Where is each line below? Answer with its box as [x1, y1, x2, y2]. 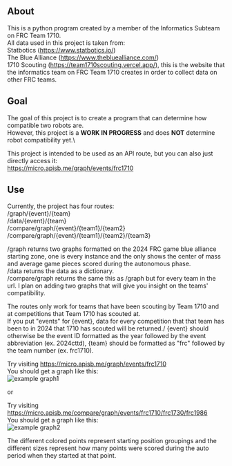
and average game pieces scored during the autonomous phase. [7, 259, 191, 268]
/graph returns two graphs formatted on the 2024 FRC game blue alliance [7, 245, 217, 253]
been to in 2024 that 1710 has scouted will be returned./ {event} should [7, 324, 209, 333]
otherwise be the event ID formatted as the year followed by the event [7, 332, 206, 340]
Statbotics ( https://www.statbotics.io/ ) [7, 46, 116, 54]
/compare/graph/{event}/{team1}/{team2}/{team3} [7, 232, 151, 240]
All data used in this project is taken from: [7, 38, 126, 47]
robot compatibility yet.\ [7, 136, 75, 144]
